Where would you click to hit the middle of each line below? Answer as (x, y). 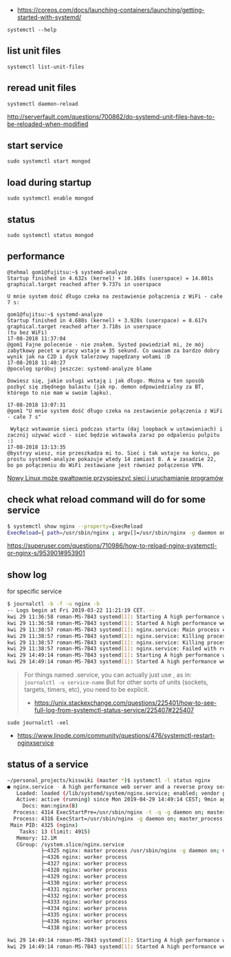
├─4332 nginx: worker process (84, 896)
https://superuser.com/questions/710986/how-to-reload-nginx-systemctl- (112, 546)
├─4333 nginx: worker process (84, 902)
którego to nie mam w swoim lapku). (59, 393)
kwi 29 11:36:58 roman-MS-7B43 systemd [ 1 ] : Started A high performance (112, 623)
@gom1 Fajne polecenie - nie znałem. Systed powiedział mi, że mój (106, 344)
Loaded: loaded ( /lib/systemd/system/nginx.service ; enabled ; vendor (118, 793)
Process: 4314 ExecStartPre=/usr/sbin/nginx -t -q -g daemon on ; (109, 812)
